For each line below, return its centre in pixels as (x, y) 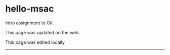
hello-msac (30, 9)
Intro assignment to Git (29, 23)
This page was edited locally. (36, 42)
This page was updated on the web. (42, 32)
